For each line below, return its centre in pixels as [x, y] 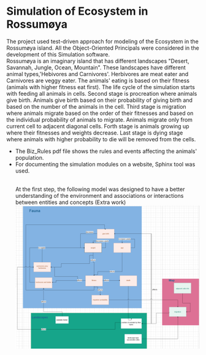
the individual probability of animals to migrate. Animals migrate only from [100, 119]
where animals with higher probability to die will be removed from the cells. [101, 139]
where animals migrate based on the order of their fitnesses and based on [100, 113]
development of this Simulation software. [58, 54]
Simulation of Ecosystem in [77, 11]
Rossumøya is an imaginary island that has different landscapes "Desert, [98, 61]
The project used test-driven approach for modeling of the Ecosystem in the [103, 41]
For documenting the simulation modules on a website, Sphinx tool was [105, 164]
